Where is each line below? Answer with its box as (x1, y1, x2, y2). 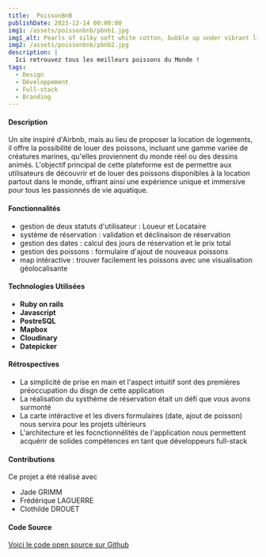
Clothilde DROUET (19, 505, 80, 514)
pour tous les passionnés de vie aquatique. (8, 186, 149, 195)
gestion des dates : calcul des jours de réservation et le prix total (19, 238, 231, 248)
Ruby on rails (19, 299, 64, 309)
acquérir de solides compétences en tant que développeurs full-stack (19, 436, 248, 446)
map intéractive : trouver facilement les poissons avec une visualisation (19, 255, 253, 264)
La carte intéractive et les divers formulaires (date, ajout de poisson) (19, 411, 243, 421)
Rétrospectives (8, 359, 59, 369)
